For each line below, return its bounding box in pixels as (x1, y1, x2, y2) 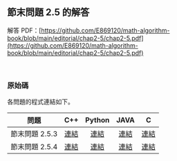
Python (85, 115, 110, 125)
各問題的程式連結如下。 (7, 97, 74, 106)
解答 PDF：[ (7, 26, 41, 35)
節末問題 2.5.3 (10, 129, 58, 139)
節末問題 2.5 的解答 (7, 6, 90, 19)
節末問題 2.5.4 (10, 142, 58, 152)
